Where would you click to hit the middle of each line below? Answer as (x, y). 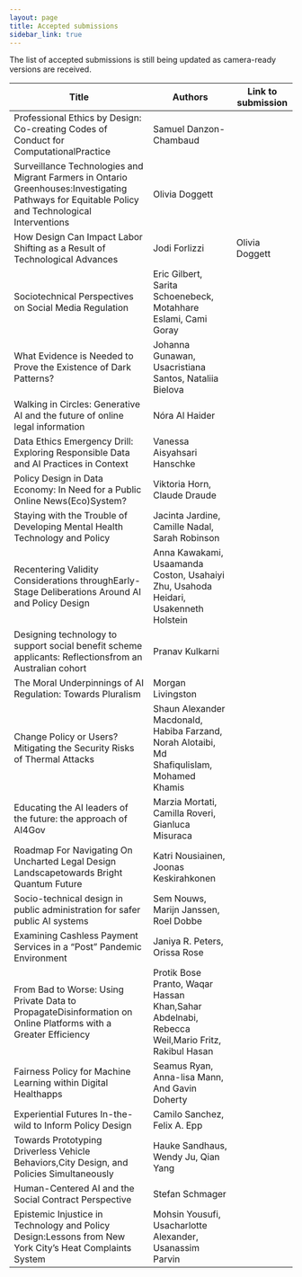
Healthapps (38, 1095)
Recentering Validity (56, 570)
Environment (40, 958)
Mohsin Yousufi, (187, 1214)
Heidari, (169, 598)
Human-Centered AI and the (74, 1189)
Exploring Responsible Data (72, 453)
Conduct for (39, 140)
